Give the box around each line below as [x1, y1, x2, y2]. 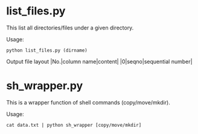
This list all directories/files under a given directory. [6, 24, 134, 31]
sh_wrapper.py [6, 79, 83, 93]
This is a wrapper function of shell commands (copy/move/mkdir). [6, 99, 170, 106]
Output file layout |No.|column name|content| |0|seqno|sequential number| [6, 58, 193, 65]
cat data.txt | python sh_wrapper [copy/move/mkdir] [6, 122, 142, 128]
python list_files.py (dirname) [6, 47, 88, 53]
